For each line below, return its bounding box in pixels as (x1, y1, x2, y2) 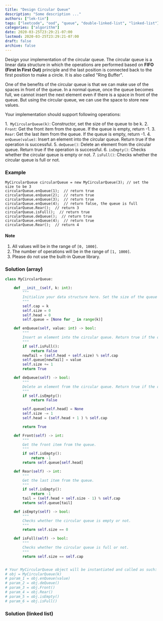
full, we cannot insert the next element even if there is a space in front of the (5, 92, 158, 98)
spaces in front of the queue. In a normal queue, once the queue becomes (5, 86, 154, 92)
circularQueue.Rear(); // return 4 (5, 222, 79, 227)
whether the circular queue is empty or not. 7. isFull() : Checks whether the (5, 151, 158, 158)
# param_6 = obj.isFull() (5, 599, 57, 604)
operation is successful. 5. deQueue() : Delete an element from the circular (5, 141, 151, 147)
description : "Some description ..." (5, 12, 81, 16)
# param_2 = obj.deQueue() (5, 581, 60, 586)
